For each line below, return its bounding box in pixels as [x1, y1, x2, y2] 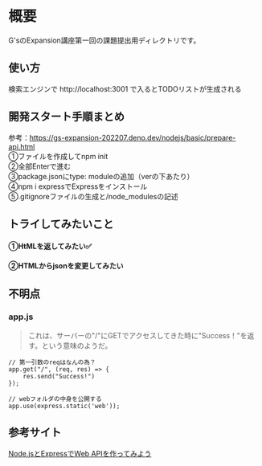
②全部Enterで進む [8, 161, 72, 171]
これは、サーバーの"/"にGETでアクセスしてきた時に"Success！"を [27, 330, 248, 340]
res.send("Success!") [23, 372, 95, 380]
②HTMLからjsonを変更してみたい [8, 261, 124, 271]
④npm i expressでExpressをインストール [8, 182, 148, 191]
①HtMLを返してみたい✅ [8, 241, 92, 251]
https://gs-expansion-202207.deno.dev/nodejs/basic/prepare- [29, 133, 236, 142]
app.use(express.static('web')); [8, 402, 121, 410]
